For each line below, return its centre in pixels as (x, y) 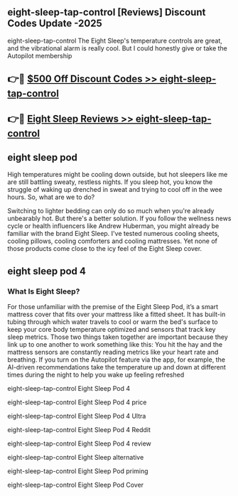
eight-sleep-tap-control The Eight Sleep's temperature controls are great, (115, 41)
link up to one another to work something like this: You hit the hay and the (115, 345)
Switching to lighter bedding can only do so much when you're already (111, 211)
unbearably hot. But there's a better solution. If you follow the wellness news (119, 219)
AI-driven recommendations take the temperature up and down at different (117, 367)
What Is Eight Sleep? (44, 291)
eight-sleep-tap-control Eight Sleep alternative (76, 458)
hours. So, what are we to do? (51, 197)
